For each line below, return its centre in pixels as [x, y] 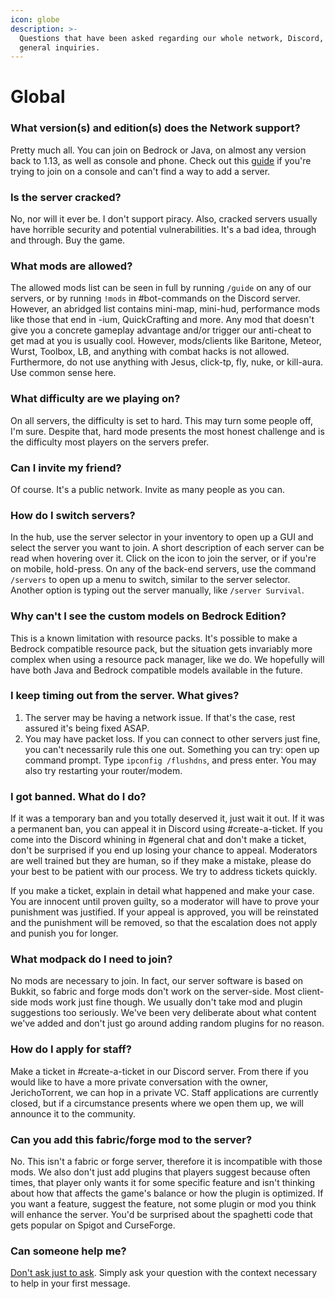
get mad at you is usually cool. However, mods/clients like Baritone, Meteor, [166, 341]
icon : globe [35, 19]
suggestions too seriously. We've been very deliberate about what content [163, 1013]
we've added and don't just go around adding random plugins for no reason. [167, 1023]
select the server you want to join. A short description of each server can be [167, 548]
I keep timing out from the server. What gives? [125, 696]
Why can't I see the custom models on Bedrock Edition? [148, 616]
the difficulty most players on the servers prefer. [110, 442]
